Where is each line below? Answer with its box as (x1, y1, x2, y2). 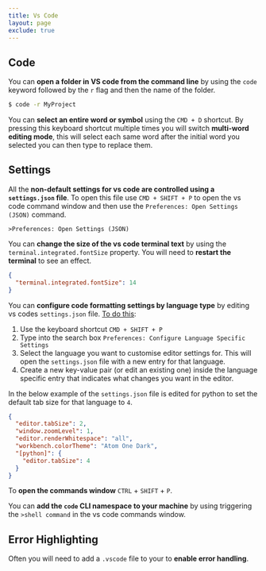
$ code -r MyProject (8, 101, 77, 109)
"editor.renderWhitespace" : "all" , (15, 434, 133, 443)
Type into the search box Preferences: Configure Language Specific (19, 333, 246, 342)
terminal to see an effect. (8, 256, 92, 265)
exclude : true (8, 26, 56, 34)
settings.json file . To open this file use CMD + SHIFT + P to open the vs (8, 192, 241, 203)
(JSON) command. (8, 210, 67, 219)
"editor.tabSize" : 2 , (15, 420, 87, 428)
